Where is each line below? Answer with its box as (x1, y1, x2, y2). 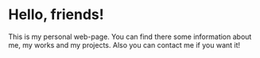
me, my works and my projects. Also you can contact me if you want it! (8, 40, 241, 49)
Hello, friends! (8, 6, 105, 24)
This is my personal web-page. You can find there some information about (8, 32, 252, 41)
